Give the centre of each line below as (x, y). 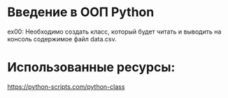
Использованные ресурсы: (91, 68)
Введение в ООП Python (81, 12)
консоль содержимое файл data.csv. (62, 38)
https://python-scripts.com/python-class (66, 86)
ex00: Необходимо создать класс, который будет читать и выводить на (114, 31)
